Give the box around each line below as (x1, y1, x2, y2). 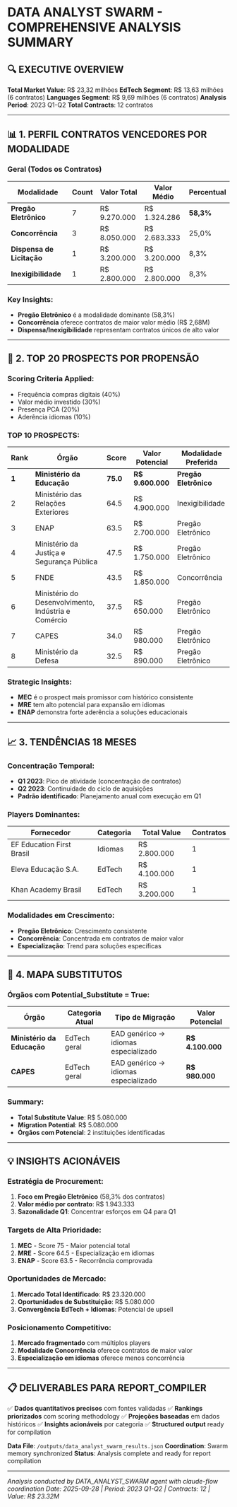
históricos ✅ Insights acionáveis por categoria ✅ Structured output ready (7, 1419, 224, 1429)
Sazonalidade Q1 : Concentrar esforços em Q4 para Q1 (17, 1207, 176, 1216)
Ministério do (35, 588, 79, 598)
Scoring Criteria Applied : (7, 374, 95, 384)
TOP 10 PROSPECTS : (7, 430, 80, 440)
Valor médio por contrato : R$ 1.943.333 (17, 1200, 135, 1209)
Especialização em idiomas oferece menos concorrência (17, 1354, 186, 1362)
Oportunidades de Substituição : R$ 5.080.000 (17, 1297, 155, 1305)
